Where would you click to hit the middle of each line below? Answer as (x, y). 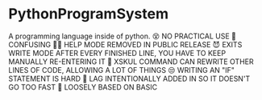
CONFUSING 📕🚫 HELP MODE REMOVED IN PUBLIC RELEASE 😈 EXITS (125, 44)
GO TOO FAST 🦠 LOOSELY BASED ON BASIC (83, 87)
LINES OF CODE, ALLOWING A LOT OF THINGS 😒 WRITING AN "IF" (122, 70)
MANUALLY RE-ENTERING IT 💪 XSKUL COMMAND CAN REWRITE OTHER (131, 62)
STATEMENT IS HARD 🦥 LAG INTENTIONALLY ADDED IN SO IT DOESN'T (129, 78)
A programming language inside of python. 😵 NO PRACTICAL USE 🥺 (122, 36)
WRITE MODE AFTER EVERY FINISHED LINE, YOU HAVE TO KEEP (117, 53)
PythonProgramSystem (89, 14)
